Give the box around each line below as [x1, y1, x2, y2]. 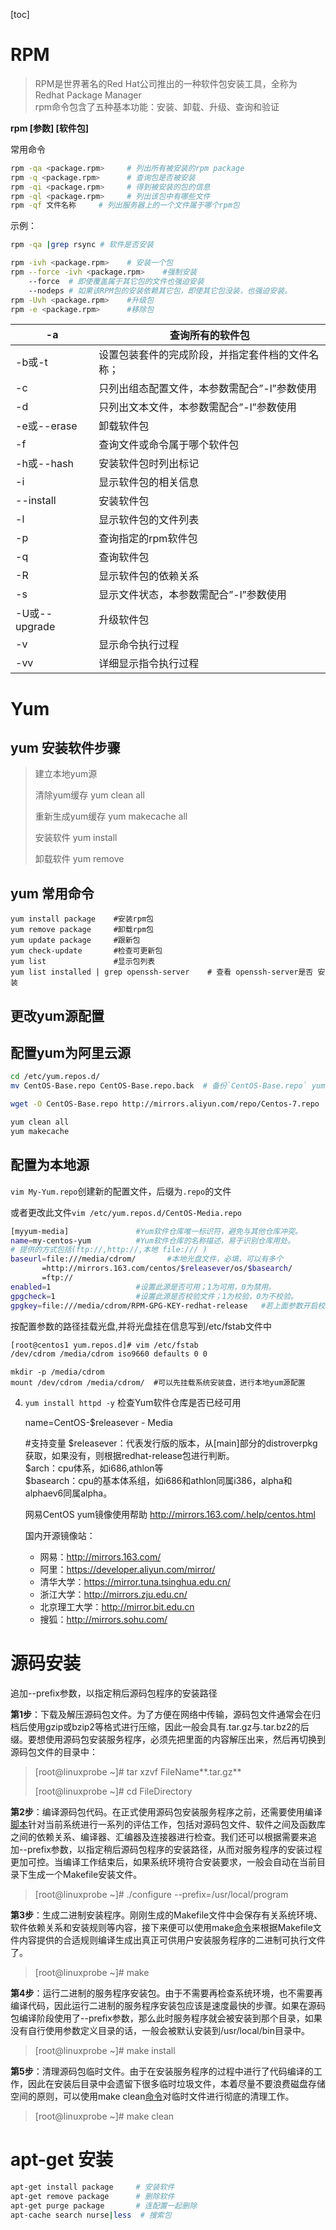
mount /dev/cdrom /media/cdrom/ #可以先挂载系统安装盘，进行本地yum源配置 [10, 1378, 306, 1388]
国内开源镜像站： [24, 1530, 96, 1542]
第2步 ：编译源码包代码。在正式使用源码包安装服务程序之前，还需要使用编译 [10, 1806, 323, 1818]
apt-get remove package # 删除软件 [10, 2192, 175, 2202]
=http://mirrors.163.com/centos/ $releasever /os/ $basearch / [41, 1264, 293, 1274]
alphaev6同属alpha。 [24, 1487, 113, 1499]
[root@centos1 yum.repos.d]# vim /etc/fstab [10, 1340, 199, 1350]
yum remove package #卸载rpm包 [10, 925, 154, 935]
